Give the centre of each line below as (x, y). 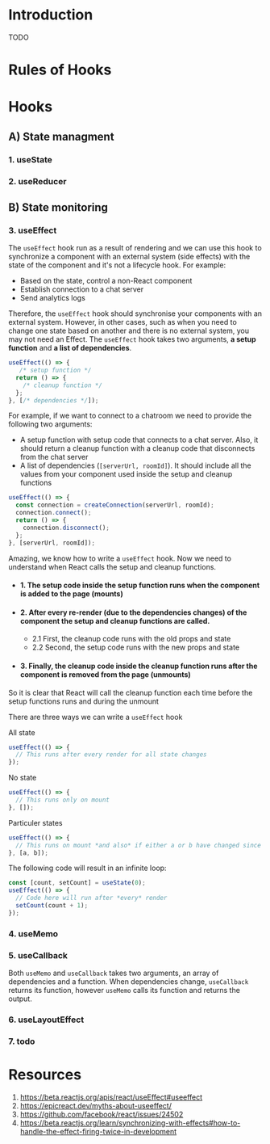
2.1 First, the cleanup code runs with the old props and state (131, 639)
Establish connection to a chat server (82, 289)
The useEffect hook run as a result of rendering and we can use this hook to (135, 248)
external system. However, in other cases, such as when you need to (123, 322)
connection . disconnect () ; (66, 528)
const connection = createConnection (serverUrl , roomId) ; (115, 505)
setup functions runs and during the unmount (84, 701)
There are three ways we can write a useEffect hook (96, 717)
